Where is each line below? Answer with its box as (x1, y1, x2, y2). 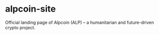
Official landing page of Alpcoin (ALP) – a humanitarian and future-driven (5, 19, 155, 25)
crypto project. (5, 24, 36, 30)
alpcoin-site (5, 3, 56, 15)
